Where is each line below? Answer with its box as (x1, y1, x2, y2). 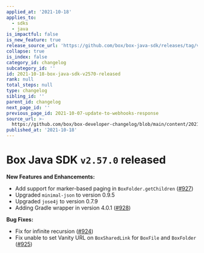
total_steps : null (6, 82, 53, 88)
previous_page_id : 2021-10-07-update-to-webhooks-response (6, 110, 159, 116)
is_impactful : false (6, 31, 59, 38)
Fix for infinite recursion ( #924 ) (15, 228, 94, 235)
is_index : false (6, 54, 47, 60)
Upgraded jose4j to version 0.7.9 (15, 197, 98, 205)
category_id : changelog (6, 59, 67, 65)
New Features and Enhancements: (6, 173, 95, 180)
